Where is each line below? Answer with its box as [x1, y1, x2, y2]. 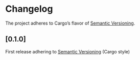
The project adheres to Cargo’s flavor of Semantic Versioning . [5, 20, 135, 26]
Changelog [5, 3, 53, 15]
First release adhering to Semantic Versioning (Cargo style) [5, 48, 130, 54]
